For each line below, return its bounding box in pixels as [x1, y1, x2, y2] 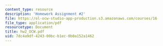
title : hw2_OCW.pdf [5, 29, 45, 34]
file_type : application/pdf [5, 20, 62, 25]
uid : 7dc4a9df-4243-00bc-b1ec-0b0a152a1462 [5, 34, 95, 39]
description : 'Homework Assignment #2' [5, 11, 86, 16]
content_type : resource [5, 7, 53, 12]
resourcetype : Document [5, 25, 53, 30]
